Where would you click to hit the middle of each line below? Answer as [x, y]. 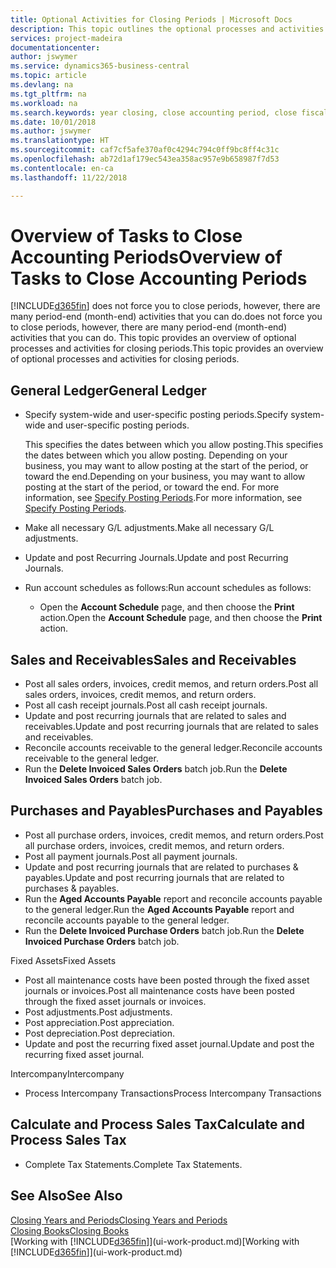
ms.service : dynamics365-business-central [100, 66]
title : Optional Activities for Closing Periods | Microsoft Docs [151, 19]
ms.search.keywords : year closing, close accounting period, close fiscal [169, 112]
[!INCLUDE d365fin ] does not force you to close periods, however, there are [165, 306]
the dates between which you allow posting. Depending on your [156, 455]
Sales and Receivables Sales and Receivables [153, 659]
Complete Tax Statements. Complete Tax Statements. [133, 1164]
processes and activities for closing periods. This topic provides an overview [167, 348]
